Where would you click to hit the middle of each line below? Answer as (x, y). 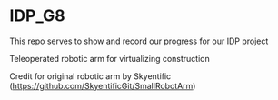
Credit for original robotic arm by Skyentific (90, 76)
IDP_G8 (37, 16)
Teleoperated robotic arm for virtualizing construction (110, 58)
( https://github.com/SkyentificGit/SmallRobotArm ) (103, 85)
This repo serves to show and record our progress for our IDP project (139, 41)
